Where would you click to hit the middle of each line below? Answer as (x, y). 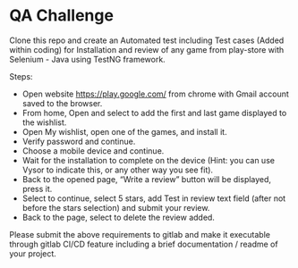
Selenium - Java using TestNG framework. (87, 59)
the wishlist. (44, 122)
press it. (37, 188)
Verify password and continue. (79, 141)
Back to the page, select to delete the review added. (118, 217)
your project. (33, 253)
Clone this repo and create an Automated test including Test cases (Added (147, 40)
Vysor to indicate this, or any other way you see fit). (117, 170)
